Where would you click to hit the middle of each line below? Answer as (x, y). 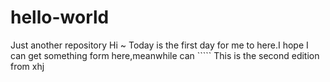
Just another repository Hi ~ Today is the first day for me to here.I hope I (159, 45)
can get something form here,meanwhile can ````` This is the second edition (165, 55)
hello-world (60, 17)
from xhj (27, 66)
